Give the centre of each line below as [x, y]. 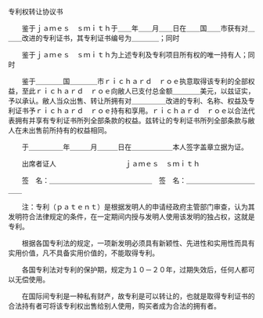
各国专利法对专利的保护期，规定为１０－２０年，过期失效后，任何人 [131, 270]
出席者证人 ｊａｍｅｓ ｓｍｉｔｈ [111, 164]
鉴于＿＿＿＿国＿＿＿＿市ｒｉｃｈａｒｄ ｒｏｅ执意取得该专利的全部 [135, 81]
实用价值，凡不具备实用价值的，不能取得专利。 [83, 253]
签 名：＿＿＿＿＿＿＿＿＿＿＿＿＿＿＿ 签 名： [104, 180]
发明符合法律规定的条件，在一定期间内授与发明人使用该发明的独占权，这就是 [131, 217]
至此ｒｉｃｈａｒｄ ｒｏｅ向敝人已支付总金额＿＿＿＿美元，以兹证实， [138, 91]
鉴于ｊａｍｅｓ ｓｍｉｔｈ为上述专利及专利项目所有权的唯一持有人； [135, 55]
